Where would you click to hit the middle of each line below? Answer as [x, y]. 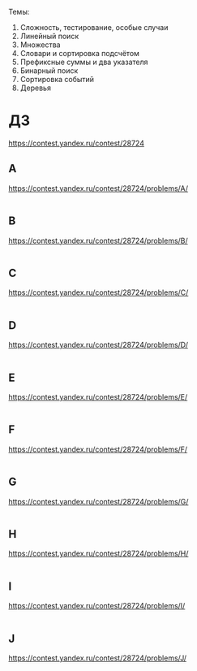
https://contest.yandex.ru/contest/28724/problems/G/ [98, 501]
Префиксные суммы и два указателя [84, 62]
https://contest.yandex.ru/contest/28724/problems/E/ [98, 397]
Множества [40, 45]
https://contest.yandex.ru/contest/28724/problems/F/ [98, 449]
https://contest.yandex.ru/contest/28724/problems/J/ [97, 658]
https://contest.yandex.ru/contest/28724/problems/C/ [98, 292]
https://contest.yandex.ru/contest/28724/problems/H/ [98, 554]
